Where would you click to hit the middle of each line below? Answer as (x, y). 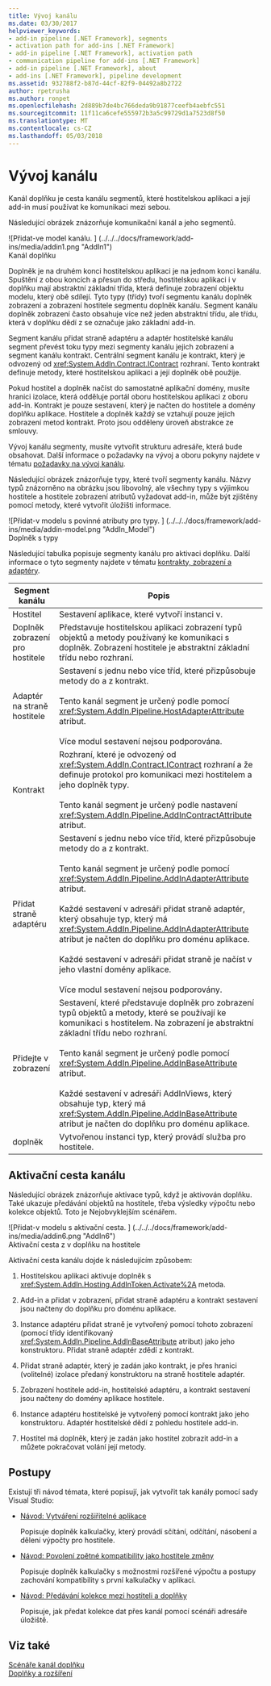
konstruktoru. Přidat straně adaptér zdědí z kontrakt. (107, 1350)
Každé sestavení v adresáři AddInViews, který (146, 1093)
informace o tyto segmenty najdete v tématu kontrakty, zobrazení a (120, 562)
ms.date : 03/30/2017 (43, 23)
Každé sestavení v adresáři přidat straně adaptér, (152, 909)
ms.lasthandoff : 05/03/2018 (56, 136)
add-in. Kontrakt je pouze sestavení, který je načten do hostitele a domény (132, 405)
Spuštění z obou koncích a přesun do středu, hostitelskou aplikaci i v (122, 279)
